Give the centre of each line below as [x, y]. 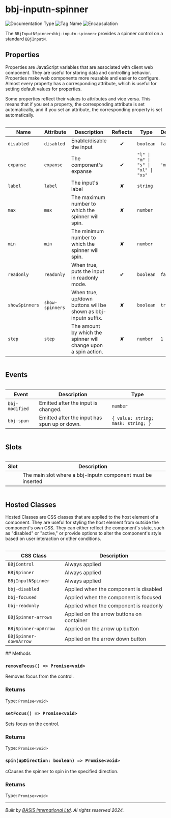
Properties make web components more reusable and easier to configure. [83, 78]
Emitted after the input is [68, 403]
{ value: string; [133, 418]
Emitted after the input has [70, 418]
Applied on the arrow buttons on [103, 614]
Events [17, 375]
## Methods [18, 653]
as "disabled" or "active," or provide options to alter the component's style [83, 533]
